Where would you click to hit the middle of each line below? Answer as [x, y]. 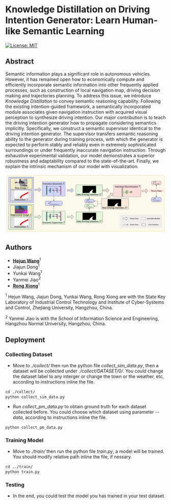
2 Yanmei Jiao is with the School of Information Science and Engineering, [82, 318]
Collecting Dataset [29, 354]
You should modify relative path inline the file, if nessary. [72, 457]
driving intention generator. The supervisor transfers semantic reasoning [82, 134]
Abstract [20, 62]
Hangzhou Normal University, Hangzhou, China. [56, 324]
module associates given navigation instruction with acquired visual [76, 112]
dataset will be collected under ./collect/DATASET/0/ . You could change [88, 371]
